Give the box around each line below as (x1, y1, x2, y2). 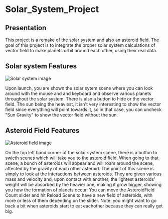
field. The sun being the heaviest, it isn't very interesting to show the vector (5, 101, 161, 107)
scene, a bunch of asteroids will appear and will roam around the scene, (5, 160, 154, 166)
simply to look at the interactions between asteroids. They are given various (5, 171, 162, 177)
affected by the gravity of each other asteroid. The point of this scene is (5, 165, 154, 171)
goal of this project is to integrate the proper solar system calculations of (5, 42, 155, 48)
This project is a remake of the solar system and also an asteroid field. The (5, 37, 159, 43)
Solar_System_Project (5, 4, 99, 15)
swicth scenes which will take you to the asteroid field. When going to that (5, 155, 159, 161)
